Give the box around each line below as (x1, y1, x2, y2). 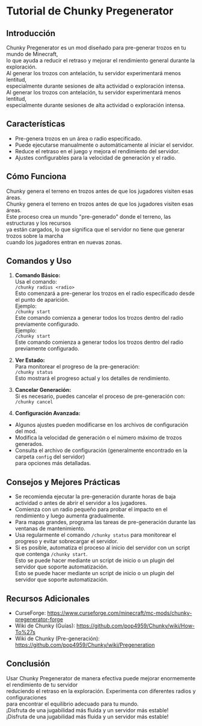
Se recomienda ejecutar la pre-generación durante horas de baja (14, 493, 176, 500)
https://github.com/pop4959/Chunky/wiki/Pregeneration (14, 641, 155, 648)
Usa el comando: (14, 278, 57, 285)
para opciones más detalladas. (14, 460, 91, 467)
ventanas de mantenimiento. (14, 525, 86, 532)
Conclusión (6, 659, 50, 669)
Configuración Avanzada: (14, 410, 81, 417)
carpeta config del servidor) (14, 453, 85, 460)
